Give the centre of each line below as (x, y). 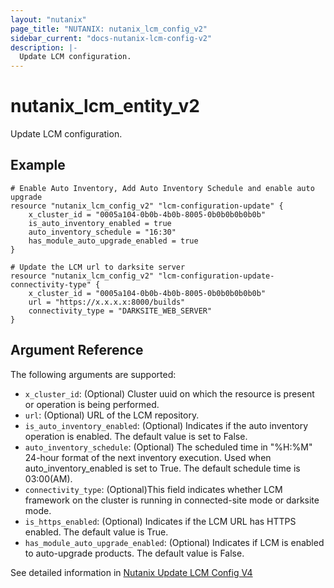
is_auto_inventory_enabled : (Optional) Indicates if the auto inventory (166, 425)
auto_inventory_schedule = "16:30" (102, 232)
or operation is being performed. (92, 404)
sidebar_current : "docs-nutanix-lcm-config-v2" (111, 38)
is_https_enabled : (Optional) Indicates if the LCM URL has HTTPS (160, 521)
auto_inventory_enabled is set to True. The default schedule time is (162, 468)
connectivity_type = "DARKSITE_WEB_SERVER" (120, 311)
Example (38, 165)
